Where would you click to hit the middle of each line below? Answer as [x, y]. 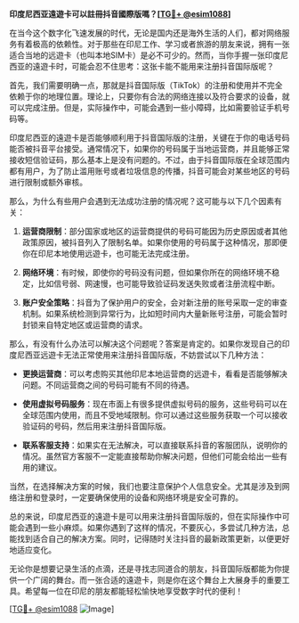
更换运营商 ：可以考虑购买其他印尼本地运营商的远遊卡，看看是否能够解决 [154, 374]
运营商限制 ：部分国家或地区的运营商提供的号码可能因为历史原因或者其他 [154, 231]
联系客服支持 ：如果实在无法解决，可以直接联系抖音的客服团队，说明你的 [154, 445]
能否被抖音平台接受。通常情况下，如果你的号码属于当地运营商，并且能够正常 [149, 149]
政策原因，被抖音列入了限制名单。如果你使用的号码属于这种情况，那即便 [154, 242]
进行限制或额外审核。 [48, 182]
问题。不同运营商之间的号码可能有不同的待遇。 [108, 385]
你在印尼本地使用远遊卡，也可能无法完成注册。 [108, 254]
